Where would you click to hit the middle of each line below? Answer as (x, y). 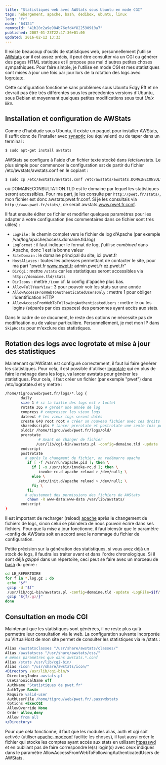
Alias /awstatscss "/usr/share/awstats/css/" (53, 653)
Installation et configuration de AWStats (68, 119)
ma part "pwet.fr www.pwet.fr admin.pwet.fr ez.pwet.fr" (69, 266)
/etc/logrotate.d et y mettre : (34, 384)
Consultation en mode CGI (46, 617)
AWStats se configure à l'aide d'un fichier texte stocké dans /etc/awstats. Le (83, 160)
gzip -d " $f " (21, 588)
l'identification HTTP (33, 297)
